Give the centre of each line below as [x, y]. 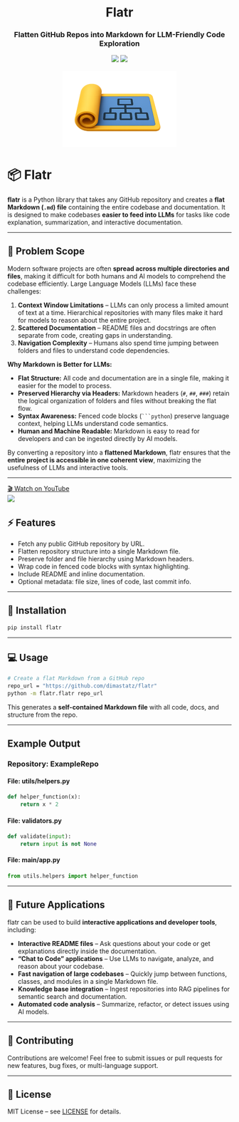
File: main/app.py [34, 860]
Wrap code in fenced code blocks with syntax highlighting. [104, 566]
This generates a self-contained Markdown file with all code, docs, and [113, 707]
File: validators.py [34, 821]
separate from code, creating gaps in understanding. [95, 335]
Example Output [44, 744]
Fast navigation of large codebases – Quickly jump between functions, [122, 974]
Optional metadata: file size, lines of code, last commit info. [105, 581]
